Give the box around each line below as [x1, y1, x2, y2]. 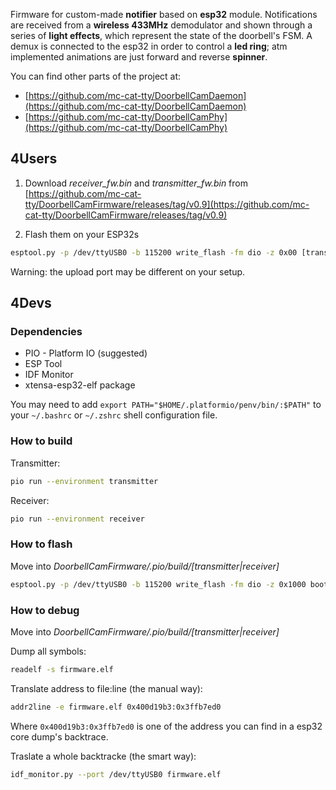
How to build [10, 434, 73, 448]
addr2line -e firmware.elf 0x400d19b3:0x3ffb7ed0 [10, 702, 222, 712]
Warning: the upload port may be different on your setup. [10, 265, 246, 278]
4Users [10, 150, 58, 168]
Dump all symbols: [10, 645, 87, 657]
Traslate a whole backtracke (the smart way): [10, 750, 197, 762]
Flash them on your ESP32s [24, 228, 140, 240]
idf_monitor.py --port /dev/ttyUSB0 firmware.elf [10, 769, 222, 779]
